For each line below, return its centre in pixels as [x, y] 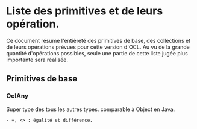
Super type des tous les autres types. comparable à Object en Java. [91, 109]
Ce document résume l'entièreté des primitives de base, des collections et [98, 40]
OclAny [17, 96]
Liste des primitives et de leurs [85, 11]
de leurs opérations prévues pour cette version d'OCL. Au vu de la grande [98, 47]
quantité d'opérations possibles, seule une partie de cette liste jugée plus [97, 53]
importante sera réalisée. [37, 60]
